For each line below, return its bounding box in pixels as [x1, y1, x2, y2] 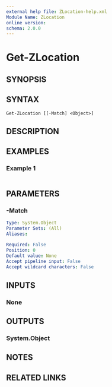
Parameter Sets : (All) [6, 226, 62, 231]
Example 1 [6, 164, 36, 173]
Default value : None [6, 253, 57, 259]
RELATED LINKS [6, 372, 66, 383]
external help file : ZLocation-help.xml [6, 8, 108, 15]
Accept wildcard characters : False [6, 264, 94, 270]
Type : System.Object [6, 220, 57, 226]
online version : [6, 20, 46, 26]
